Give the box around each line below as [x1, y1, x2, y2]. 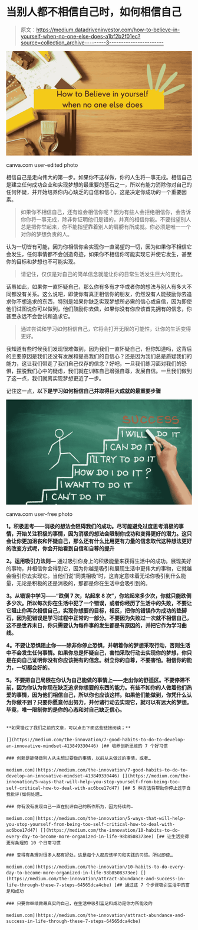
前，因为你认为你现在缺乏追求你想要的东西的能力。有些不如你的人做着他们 [6, 684, 187, 691]
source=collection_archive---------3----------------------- [20, 39, 164, 46]
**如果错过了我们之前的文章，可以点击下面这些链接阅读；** [6, 725, 131, 731]
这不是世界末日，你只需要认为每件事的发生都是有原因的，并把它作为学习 [6, 622, 181, 629]
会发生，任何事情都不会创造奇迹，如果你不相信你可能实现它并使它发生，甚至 [6, 251, 192, 258]
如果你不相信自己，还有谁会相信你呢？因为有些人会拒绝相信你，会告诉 [20, 208, 192, 216]
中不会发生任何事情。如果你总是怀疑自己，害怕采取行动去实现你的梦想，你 [6, 649, 187, 656]
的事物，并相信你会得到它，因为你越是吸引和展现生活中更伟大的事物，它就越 [6, 564, 192, 571]
